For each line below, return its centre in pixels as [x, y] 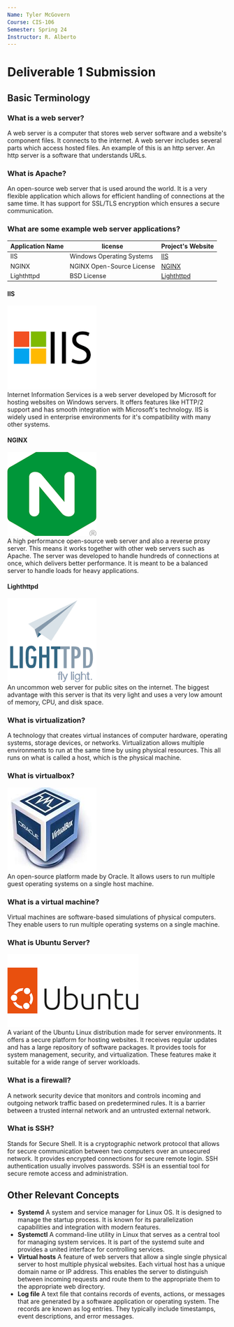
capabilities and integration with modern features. [89, 1227]
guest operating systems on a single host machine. [81, 883]
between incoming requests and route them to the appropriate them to [119, 1279]
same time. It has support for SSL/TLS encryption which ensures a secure [114, 203]
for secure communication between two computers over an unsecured [109, 1151]
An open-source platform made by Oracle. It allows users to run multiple [111, 876]
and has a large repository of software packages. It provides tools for [107, 1047]
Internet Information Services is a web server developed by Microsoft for [112, 394]
